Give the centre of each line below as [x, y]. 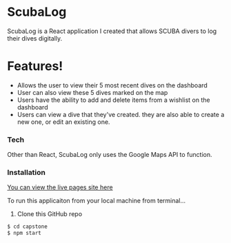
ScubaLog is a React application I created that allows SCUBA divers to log [112, 31]
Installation [27, 173]
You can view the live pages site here [60, 187]
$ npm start [24, 233]
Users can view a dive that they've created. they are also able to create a [121, 114]
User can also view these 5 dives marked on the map [92, 92]
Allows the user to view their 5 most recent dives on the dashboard [112, 85]
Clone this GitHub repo [50, 214]
